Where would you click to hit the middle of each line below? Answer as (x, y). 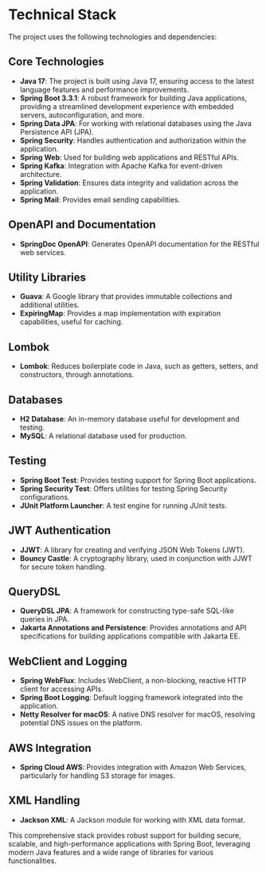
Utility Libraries (47, 277)
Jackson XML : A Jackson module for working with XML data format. (132, 819)
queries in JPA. (45, 619)
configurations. (45, 497)
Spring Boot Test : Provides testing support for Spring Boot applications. (138, 480)
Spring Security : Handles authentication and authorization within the (133, 140)
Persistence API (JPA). (57, 132)
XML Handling (44, 801)
